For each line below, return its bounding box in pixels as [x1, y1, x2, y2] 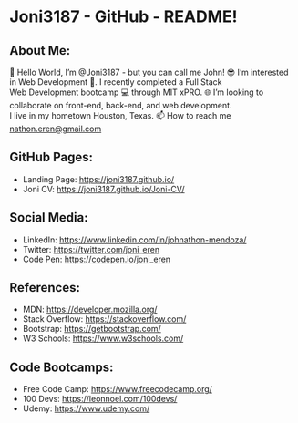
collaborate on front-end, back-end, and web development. [9, 100, 232, 110]
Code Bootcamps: [9, 359, 114, 375]
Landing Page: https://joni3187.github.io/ [22, 173, 175, 184]
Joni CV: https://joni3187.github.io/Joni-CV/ [22, 183, 185, 194]
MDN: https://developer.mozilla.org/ [22, 304, 158, 315]
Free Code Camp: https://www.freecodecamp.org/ [22, 384, 212, 395]
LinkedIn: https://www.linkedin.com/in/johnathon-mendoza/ [22, 234, 247, 245]
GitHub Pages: [9, 150, 94, 165]
